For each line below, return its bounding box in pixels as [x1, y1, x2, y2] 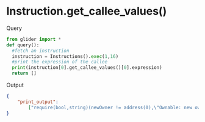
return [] [12, 70, 37, 77]
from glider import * [6, 36, 62, 42]
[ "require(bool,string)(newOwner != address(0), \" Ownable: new [28, 104, 192, 110]
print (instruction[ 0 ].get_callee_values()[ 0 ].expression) [12, 65, 163, 71]
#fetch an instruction [12, 48, 70, 54]
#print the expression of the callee [12, 59, 108, 65]
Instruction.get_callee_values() [6, 4, 167, 18]
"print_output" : [17, 99, 59, 105]
